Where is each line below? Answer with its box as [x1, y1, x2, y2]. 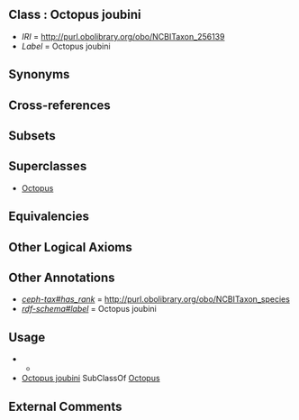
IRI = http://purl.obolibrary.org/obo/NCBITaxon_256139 [21, 31, 225, 41]
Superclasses [8, 159, 87, 174]
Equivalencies [8, 209, 89, 224]
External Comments [8, 398, 122, 414]
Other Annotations [8, 269, 115, 285]
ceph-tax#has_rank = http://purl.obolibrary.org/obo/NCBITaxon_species [21, 294, 290, 305]
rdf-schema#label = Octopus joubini [21, 304, 157, 315]
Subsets [8, 128, 56, 143]
